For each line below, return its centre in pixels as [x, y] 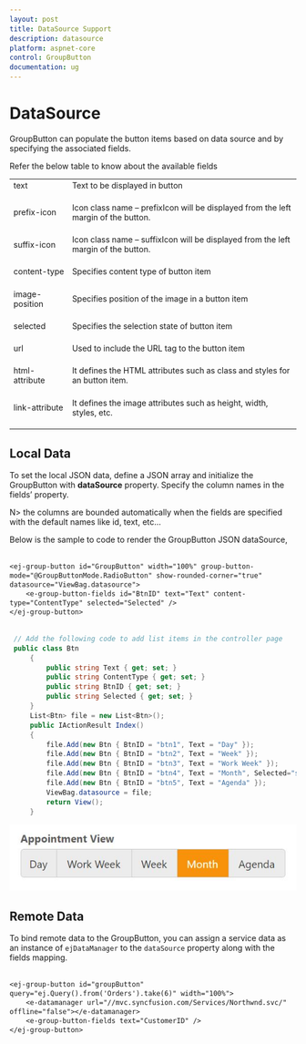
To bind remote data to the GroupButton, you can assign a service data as [148, 938]
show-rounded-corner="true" [209, 576]
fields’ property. [40, 495]
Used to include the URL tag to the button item [158, 348]
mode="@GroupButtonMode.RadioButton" [81, 576]
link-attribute [38, 408]
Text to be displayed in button [127, 185]
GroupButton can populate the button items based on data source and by [147, 138]
